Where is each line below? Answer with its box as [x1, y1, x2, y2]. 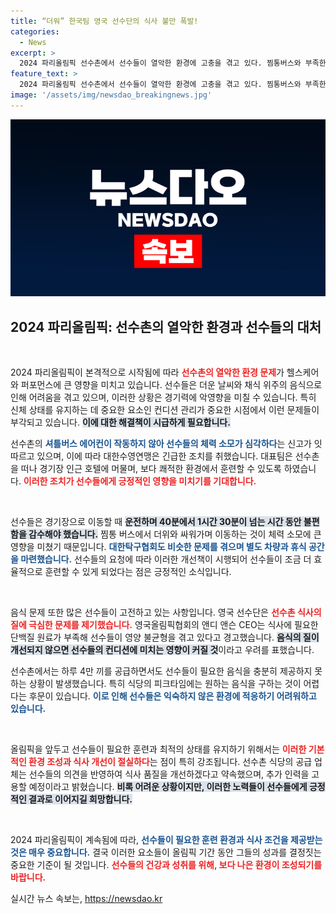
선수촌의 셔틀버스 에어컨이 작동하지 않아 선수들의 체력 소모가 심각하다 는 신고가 [10, 438, 312, 450]
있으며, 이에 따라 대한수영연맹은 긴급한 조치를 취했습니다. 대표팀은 [36, 450, 293, 462]
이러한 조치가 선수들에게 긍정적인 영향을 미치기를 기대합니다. [23, 475, 257, 487]
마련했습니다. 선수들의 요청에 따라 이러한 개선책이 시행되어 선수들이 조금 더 [20, 553, 312, 565]
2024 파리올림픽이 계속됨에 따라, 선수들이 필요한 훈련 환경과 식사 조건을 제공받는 [10, 834, 323, 846]
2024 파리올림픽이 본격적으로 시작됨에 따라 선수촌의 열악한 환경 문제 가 [10, 366, 285, 379]
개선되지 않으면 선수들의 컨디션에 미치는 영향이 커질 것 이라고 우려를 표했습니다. [10, 644, 315, 656]
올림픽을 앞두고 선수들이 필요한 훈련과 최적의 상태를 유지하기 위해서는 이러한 [10, 743, 307, 755]
